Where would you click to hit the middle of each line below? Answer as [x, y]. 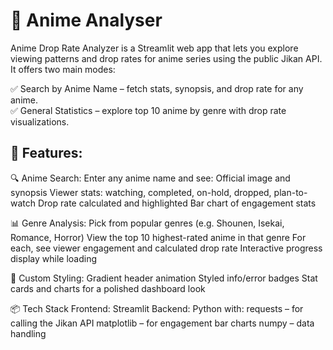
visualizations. [40, 121]
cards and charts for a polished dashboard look [108, 288]
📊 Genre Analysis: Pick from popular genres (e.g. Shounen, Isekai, [147, 223]
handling [28, 333]
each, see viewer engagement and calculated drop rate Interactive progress [166, 248]
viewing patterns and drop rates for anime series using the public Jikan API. [166, 58]
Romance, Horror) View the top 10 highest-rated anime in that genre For [158, 237]
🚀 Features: [46, 153]
